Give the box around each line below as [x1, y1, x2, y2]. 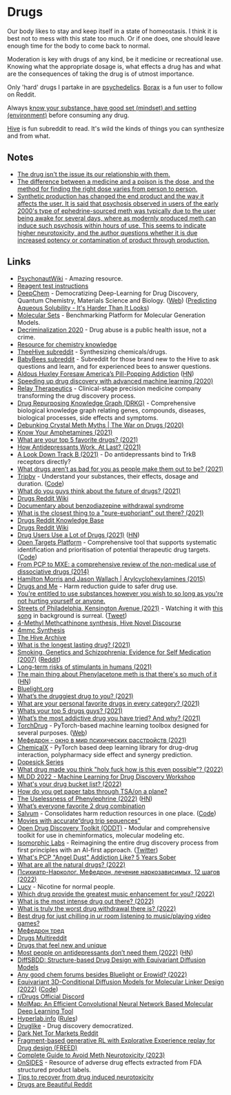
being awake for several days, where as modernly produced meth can [17, 214, 217, 222]
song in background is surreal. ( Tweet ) [17, 611, 128, 619]
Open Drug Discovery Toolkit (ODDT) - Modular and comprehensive [17, 823, 210, 832]
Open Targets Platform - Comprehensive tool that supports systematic [17, 538, 217, 546]
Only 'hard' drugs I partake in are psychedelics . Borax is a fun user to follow [7, 83, 223, 91]
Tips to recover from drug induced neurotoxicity [17, 1073, 154, 1081]
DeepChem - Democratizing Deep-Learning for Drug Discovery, [17, 289, 199, 297]
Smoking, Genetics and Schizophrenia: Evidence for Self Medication [17, 647, 212, 656]
